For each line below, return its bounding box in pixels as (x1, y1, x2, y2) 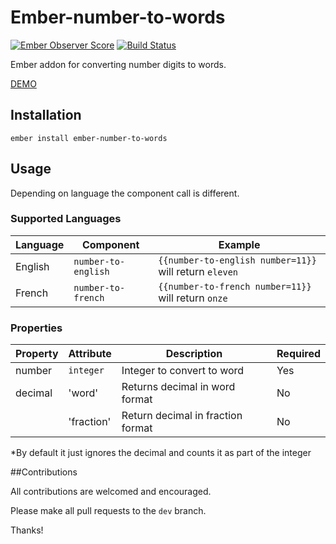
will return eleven (158, 264, 239, 278)
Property (15, 347, 59, 361)
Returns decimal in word (121, 380, 236, 394)
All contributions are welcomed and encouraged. (10, 486, 212, 498)
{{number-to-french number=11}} (158, 281, 312, 292)
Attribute (68, 347, 112, 361)
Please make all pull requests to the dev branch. (10, 505, 207, 517)
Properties (10, 321, 63, 335)
